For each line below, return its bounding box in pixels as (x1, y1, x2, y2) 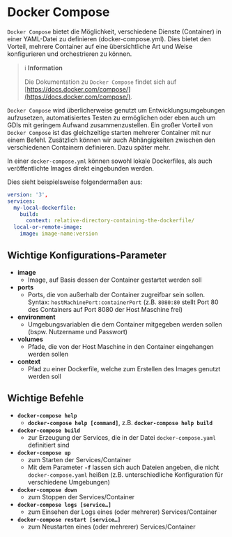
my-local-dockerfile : (13, 204, 77, 211)
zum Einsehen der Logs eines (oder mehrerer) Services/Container (27, 508, 217, 516)
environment (17, 313, 56, 321)
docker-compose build (17, 427, 80, 434)
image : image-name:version (20, 230, 98, 238)
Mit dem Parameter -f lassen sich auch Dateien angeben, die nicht (27, 463, 219, 471)
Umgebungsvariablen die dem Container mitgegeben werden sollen (27, 320, 223, 329)
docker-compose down (17, 487, 77, 494)
